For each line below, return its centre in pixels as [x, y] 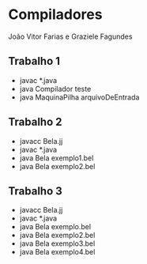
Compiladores [55, 15]
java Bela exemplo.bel [55, 227]
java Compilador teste [55, 89]
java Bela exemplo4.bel [57, 252]
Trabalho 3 [36, 191]
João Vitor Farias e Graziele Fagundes [70, 36]
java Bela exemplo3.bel [57, 243]
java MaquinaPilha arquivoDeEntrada [79, 97]
